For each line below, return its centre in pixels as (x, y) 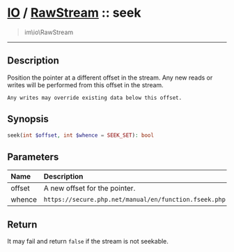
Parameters (33, 157)
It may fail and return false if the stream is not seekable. (88, 242)
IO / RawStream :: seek (74, 13)
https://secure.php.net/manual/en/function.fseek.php (135, 200)
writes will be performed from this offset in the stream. (85, 84)
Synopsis (28, 119)
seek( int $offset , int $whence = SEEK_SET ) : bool (81, 135)
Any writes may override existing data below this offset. (95, 98)
